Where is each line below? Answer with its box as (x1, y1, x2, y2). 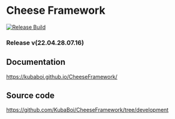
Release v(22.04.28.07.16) (6, 38, 85, 47)
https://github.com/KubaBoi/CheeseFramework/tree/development (6, 106, 169, 114)
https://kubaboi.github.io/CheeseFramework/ (6, 73, 118, 80)
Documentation (6, 57, 66, 67)
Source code (6, 91, 55, 101)
